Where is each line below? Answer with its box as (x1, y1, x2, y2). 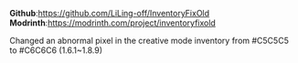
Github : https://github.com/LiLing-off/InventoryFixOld (9, 8, 210, 18)
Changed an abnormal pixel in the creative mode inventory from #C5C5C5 (9, 36, 290, 46)
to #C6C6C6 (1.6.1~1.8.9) (9, 45, 103, 56)
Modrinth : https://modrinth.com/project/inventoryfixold (9, 17, 217, 28)
